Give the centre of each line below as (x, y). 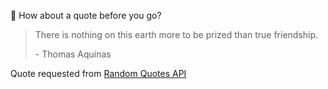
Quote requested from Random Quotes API (98, 73)
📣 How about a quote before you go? (86, 15)
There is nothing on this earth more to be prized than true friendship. (176, 34)
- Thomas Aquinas (73, 54)
